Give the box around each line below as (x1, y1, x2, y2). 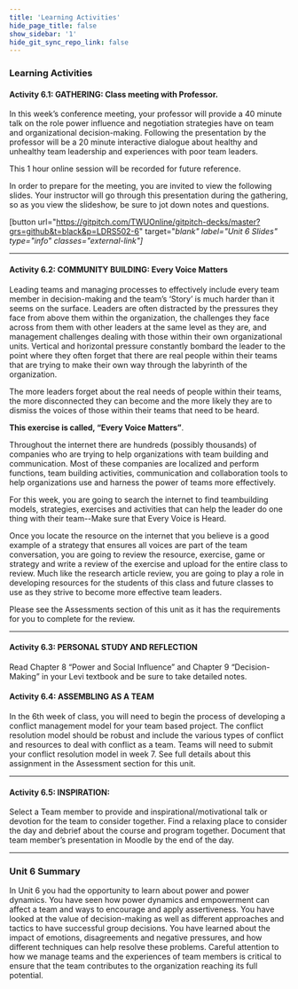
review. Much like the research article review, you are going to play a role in (9, 568, 285, 578)
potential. (9, 970, 44, 981)
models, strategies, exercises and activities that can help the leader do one (9, 503, 284, 514)
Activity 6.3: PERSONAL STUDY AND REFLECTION (9, 642, 198, 653)
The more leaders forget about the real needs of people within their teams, (9, 386, 282, 396)
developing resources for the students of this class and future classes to (9, 577, 274, 588)
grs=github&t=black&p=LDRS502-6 (9, 226, 140, 237)
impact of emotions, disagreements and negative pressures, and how (9, 932, 263, 943)
